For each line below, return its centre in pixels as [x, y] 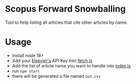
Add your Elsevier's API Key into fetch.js [52, 60]
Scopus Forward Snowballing [66, 9]
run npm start [26, 71]
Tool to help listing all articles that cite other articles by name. [66, 22]
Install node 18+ [28, 55]
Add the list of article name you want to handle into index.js [71, 66]
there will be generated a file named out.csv [56, 76]
